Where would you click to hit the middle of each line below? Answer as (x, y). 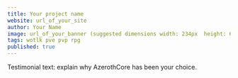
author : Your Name (34, 27)
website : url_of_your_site (47, 21)
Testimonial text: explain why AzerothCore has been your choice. (102, 67)
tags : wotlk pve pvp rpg (44, 40)
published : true (31, 47)
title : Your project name (45, 14)
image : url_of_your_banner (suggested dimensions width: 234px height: (117, 34)
